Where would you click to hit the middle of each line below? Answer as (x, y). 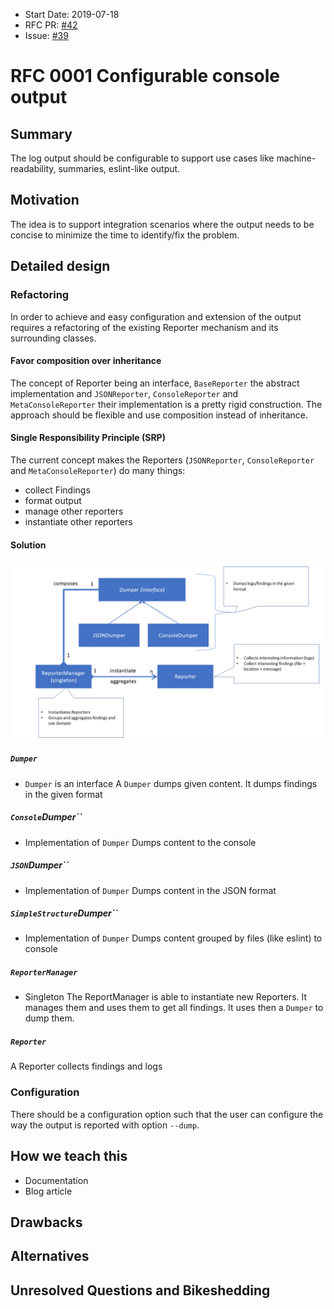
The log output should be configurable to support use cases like (142, 158)
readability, (33, 168)
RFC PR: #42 (51, 25)
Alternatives (50, 1256)
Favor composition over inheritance (86, 361)
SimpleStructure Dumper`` (64, 913)
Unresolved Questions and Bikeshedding (140, 1290)
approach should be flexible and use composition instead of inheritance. (159, 415)
